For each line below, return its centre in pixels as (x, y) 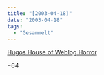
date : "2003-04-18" (35, 20)
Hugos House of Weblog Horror (52, 52)
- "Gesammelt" (33, 33)
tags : (15, 26)
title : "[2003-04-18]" (40, 13)
